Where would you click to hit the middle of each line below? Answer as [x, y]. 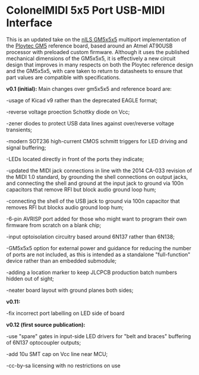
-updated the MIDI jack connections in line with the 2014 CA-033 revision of [99, 171]
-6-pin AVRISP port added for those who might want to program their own [97, 219]
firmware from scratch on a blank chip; [54, 225]
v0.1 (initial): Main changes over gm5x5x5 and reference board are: [89, 89]
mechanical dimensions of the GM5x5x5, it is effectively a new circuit [91, 58]
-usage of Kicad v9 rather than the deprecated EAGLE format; [82, 100]
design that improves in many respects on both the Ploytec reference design [100, 64]
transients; [19, 130]
